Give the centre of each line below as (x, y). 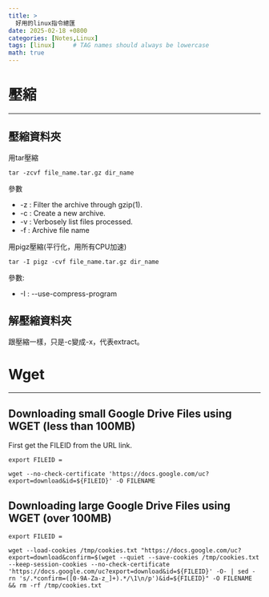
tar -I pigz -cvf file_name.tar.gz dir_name (84, 262)
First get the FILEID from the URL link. (70, 446)
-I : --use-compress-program (68, 294)
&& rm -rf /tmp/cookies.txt (55, 586)
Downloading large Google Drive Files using (119, 505)
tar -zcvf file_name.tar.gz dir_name (71, 173)
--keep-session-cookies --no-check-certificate (89, 565)
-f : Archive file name (55, 230)
